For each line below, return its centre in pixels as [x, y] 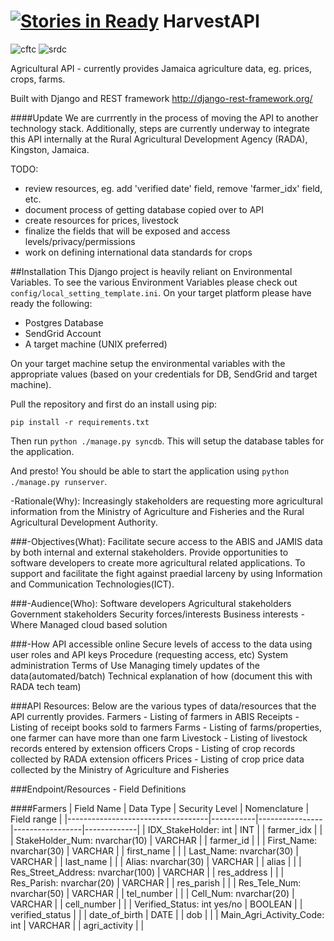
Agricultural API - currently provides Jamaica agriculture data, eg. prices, [161, 68]
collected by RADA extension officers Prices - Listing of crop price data [157, 759]
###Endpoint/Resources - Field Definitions [98, 789]
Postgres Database [64, 322]
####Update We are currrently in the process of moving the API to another [164, 117]
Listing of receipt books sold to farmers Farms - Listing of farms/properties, [166, 727]
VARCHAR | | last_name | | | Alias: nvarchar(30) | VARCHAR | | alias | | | [156, 861]
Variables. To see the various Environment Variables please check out [154, 282]
